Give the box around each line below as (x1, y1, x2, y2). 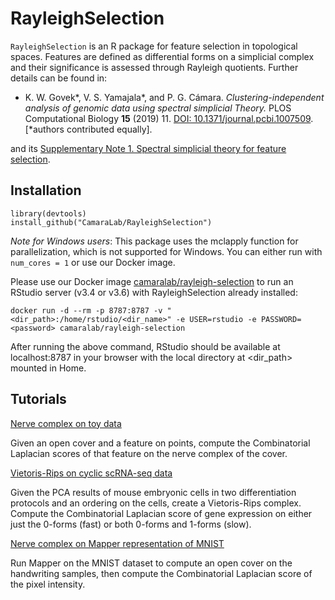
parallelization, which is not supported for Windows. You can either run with (10, 245, 323, 257)
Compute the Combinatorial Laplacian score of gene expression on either (10, 507, 313, 519)
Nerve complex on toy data (10, 417, 122, 429)
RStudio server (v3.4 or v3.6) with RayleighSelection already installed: (10, 286, 298, 298)
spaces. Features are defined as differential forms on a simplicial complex (10, 50, 315, 62)
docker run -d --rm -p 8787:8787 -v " (10, 305, 172, 316)
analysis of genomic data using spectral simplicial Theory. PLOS (24, 102, 292, 114)
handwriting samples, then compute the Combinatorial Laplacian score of (10, 567, 313, 579)
